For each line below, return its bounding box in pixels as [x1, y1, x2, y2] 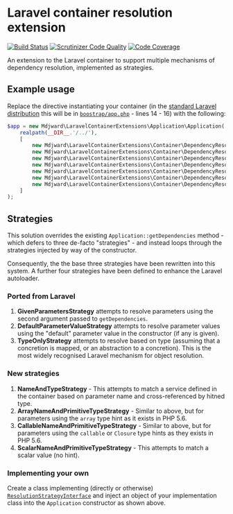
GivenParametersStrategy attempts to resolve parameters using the [17, 307, 214, 316]
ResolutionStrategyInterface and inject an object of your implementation [7, 491, 217, 499]
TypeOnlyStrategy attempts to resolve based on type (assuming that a [17, 336, 221, 345]
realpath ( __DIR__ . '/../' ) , [19, 129, 98, 136]
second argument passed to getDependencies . [17, 314, 148, 323]
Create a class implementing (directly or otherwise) [7, 483, 154, 492]
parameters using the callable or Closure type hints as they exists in [17, 429, 214, 437]
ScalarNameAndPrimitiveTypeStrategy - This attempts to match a [17, 443, 209, 452]
